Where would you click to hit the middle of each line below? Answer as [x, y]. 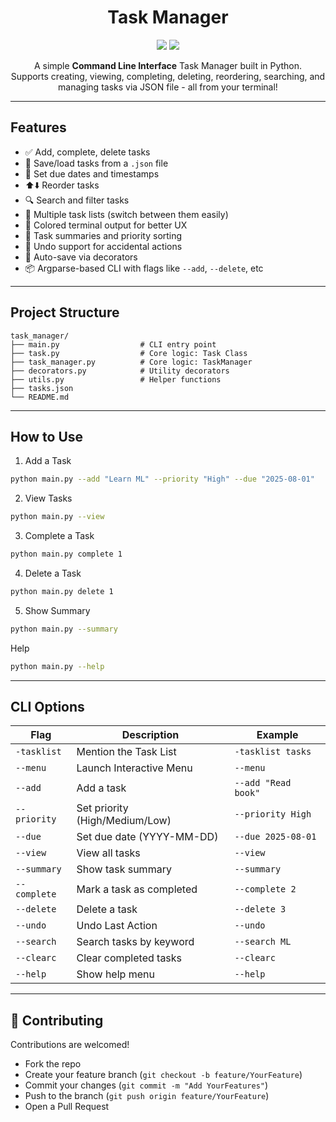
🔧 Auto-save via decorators [81, 257]
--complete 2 [265, 889]
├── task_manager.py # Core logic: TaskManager [131, 362]
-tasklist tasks [273, 752]
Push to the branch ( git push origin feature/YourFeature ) [147, 1096]
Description [150, 735]
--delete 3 [260, 909]
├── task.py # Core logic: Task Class [129, 353]
